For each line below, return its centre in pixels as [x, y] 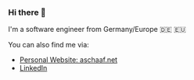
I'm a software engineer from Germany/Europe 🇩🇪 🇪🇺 [97, 30]
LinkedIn [33, 68]
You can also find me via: [49, 45]
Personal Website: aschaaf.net [68, 60]
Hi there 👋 [27, 12]
